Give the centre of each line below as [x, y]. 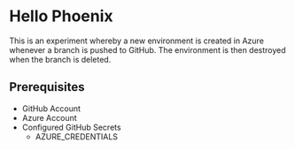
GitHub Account [51, 109]
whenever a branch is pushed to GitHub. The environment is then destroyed [147, 49]
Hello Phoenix [61, 16]
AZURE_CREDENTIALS [76, 136]
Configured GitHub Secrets [71, 127]
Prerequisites [47, 87]
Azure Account [49, 117]
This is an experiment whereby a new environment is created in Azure [136, 41]
